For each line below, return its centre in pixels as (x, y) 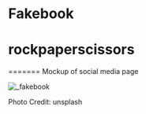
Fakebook (41, 14)
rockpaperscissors (71, 50)
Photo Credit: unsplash (45, 102)
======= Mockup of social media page (73, 72)
